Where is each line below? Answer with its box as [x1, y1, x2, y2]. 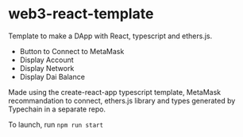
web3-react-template [8, 5, 154, 23]
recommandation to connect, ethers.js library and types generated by [8, 96, 236, 105]
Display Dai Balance [19, 72, 86, 81]
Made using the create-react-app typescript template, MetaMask [8, 87, 222, 96]
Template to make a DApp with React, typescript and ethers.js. [8, 31, 213, 41]
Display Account [19, 55, 74, 65]
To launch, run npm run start [8, 119, 104, 129]
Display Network [19, 63, 75, 72]
